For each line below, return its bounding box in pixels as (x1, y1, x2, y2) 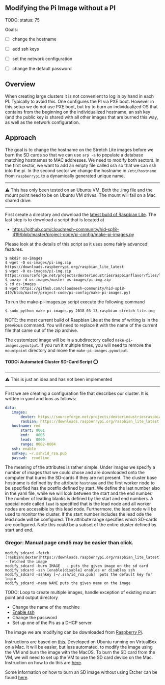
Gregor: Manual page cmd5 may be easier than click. (5, 539, 134, 546)
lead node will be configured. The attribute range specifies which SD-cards (5, 516, 158, 523)
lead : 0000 (20, 437, 45, 442)
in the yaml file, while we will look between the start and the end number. (5, 490, 153, 496)
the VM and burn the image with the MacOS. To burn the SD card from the (5, 649, 156, 655)
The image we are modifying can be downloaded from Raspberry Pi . (5, 629, 143, 635)
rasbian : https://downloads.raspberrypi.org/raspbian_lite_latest (20, 419, 160, 424)
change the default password (12, 66, 72, 71)
